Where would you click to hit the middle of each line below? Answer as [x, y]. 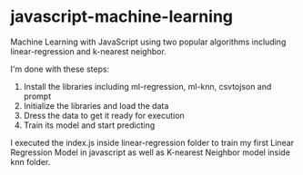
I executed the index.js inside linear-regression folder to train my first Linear [152, 142]
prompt [37, 96]
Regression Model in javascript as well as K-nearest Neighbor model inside [150, 152]
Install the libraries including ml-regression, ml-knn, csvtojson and [147, 86]
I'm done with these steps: [60, 69]
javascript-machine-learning [122, 17]
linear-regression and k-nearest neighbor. [88, 51]
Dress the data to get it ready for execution [104, 115]
